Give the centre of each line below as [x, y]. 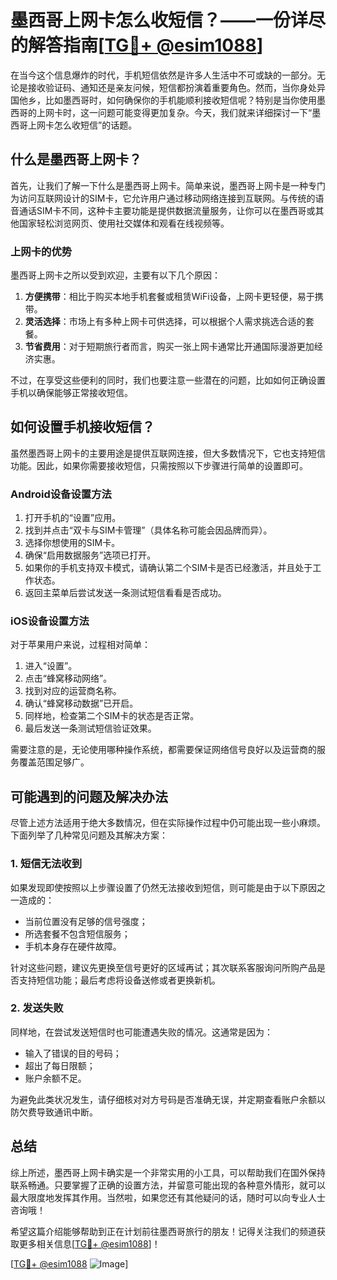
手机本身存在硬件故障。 [73, 946]
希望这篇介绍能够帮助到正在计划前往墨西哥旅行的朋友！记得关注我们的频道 [163, 1231]
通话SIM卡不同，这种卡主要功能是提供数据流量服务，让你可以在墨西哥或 [167, 210]
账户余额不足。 [55, 1078]
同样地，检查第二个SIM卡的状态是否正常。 [112, 716]
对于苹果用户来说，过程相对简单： [80, 645]
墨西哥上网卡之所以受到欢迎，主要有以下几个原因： [115, 275]
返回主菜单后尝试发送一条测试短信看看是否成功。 [125, 593]
